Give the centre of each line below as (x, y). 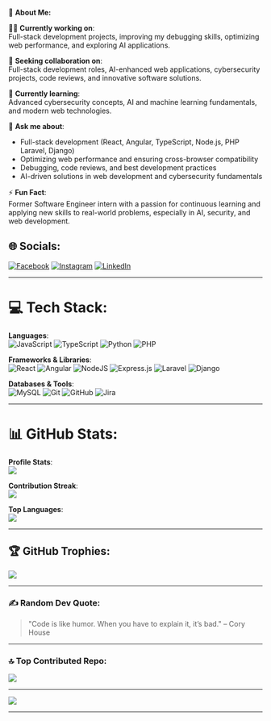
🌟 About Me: (30, 13)
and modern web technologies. (60, 110)
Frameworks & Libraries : (50, 360)
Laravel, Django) (47, 150)
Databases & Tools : (41, 384)
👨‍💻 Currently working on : (52, 28)
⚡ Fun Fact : (27, 192)
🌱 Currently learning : (44, 94)
